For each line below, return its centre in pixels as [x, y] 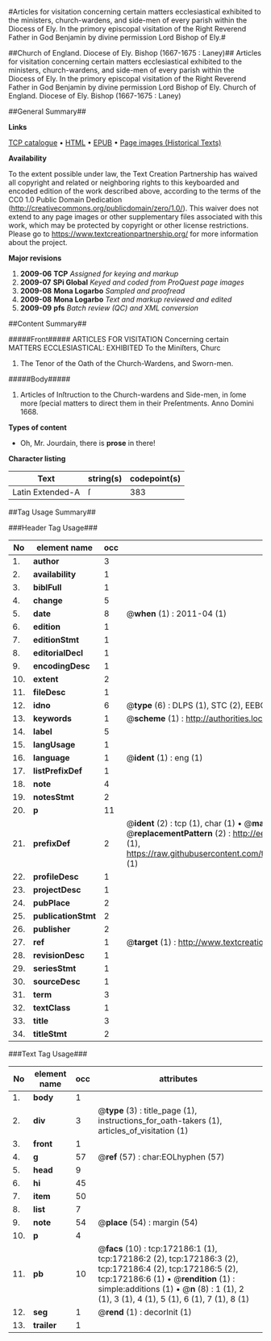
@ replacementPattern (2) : [179, 833]
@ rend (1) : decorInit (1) [145, 1312]
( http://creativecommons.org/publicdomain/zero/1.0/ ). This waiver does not [134, 208]
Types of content [38, 427]
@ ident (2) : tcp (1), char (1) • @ [189, 823]
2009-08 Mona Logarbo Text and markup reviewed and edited [126, 299]
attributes [178, 1079]
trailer [45, 1325]
